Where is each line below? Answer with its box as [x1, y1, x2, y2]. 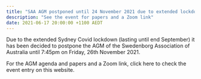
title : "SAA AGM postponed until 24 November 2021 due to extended [6, 8, 178, 15]
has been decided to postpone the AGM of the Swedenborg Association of [6, 42, 190, 49]
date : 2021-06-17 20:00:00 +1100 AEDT [6, 20, 103, 26]
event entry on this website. [6, 67, 75, 74]
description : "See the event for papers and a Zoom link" [6, 14, 154, 20]
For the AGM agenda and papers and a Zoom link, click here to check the [6, 60, 187, 67]
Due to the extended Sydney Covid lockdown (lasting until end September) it [6, 36, 195, 43]
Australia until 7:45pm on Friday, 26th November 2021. [6, 49, 141, 56]
